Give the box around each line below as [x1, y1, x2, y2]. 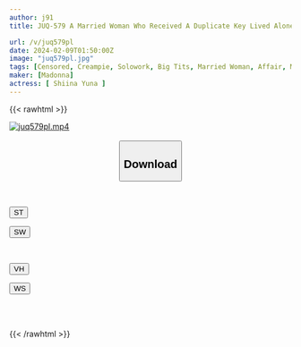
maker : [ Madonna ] [9, 71, 74, 80]
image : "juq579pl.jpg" [9, 55, 94, 63]
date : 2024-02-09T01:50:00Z [9, 46, 115, 55]
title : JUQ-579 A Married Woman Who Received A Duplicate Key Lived [9, 21, 271, 30]
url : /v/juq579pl [9, 38, 74, 47]
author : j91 [9, 13, 54, 22]
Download [124, 157, 177, 171]
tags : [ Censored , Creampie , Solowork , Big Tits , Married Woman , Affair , [9, 63, 287, 72]
